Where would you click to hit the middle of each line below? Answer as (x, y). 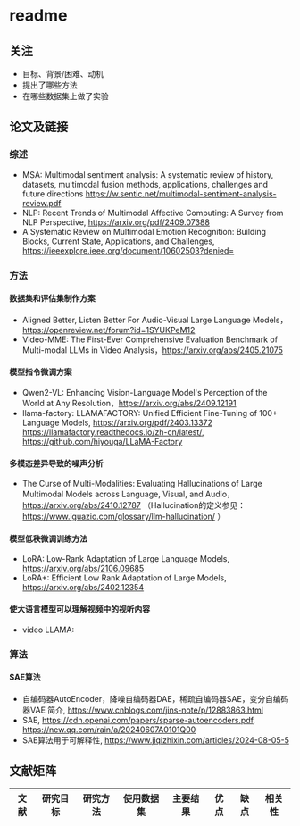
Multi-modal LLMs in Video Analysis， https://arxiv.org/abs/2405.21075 (153, 350)
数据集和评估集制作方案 (52, 298)
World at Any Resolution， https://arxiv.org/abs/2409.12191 (129, 404)
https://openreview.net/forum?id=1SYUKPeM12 (108, 330)
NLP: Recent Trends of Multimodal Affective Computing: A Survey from (153, 213)
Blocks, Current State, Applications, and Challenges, (118, 241)
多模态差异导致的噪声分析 (56, 463)
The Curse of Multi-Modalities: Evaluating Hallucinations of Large (142, 484)
